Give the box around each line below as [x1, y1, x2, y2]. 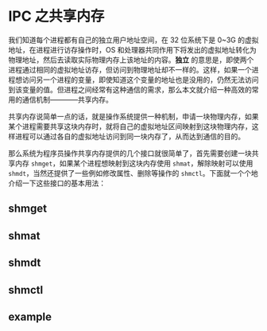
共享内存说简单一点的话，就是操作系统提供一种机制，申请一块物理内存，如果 [8, 111, 259, 121]
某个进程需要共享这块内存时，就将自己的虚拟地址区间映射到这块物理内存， [8, 121, 252, 131]
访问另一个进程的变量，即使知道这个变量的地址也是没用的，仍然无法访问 [21, 75, 259, 84]
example [8, 310, 52, 323]
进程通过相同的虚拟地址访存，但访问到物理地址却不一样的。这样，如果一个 [8, 64, 252, 74]
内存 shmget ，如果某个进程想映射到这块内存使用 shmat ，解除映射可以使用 [14, 158, 253, 168]
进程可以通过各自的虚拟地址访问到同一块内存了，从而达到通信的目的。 [14, 131, 245, 141]
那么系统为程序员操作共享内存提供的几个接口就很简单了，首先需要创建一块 [8, 148, 252, 158]
